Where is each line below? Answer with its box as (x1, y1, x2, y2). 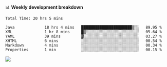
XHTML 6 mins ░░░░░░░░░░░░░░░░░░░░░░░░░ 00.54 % (5, 38, 162, 43)
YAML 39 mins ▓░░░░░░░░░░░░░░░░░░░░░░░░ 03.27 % (5, 34, 162, 39)
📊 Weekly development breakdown (5, 4, 83, 10)
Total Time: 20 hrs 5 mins (5, 16, 63, 21)
